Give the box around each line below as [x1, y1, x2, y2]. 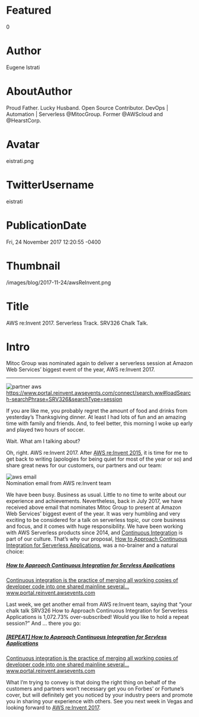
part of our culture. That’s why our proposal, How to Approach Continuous [6, 536, 188, 543]
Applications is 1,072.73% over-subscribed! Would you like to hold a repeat [6, 614, 190, 621]
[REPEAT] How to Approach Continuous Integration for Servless [6, 634, 167, 640]
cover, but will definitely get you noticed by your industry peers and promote [6, 691, 193, 699]
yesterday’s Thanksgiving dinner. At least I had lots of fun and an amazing [6, 414, 187, 421]
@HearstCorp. [6, 117, 41, 124]
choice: [6, 548, 25, 555]
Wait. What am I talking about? [6, 438, 81, 445]
